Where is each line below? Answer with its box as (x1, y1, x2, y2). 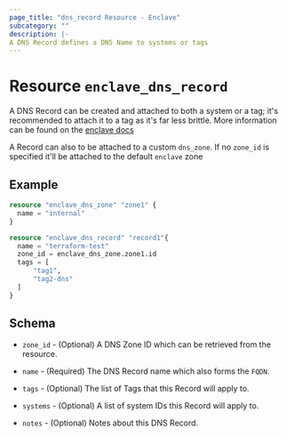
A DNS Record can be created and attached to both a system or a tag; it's (9, 106, 278, 117)
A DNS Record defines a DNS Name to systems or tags (9, 37, 209, 47)
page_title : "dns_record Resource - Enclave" (9, 12, 180, 22)
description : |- (9, 29, 69, 38)
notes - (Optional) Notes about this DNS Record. (21, 417, 198, 428)
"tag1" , (32, 266, 62, 276)
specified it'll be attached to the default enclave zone (9, 151, 203, 162)
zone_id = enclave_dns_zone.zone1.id (17, 250, 157, 259)
